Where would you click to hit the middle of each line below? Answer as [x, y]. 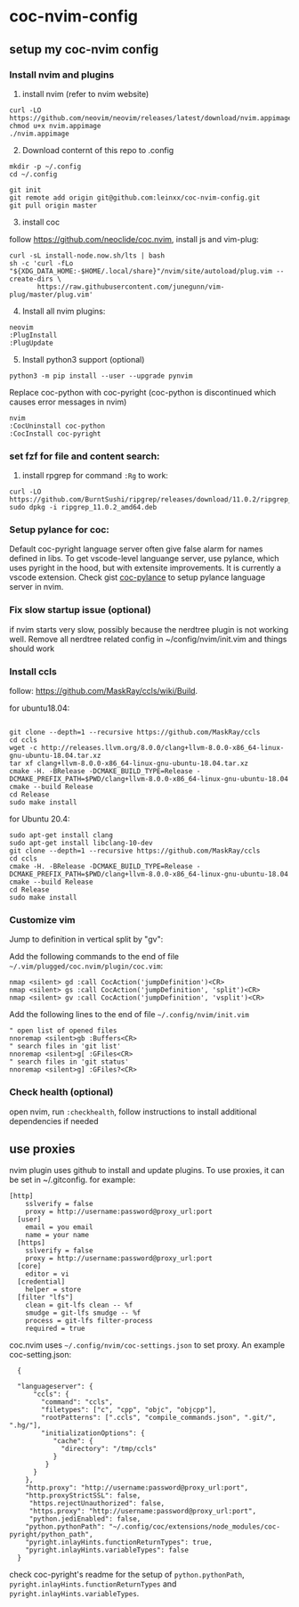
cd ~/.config [33, 174]
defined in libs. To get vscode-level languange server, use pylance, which [144, 559]
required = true [56, 1329]
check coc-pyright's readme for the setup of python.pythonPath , [127, 1575]
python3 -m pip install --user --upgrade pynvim [101, 376]
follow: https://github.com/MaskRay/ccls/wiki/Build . [104, 691]
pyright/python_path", [51, 1535]
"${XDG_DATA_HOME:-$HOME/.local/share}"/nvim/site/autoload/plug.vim [141, 271]
